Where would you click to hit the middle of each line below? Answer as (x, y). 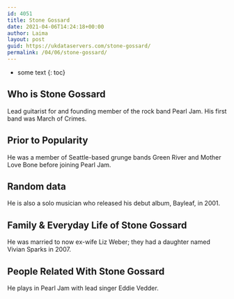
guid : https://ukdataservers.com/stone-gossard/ (79, 46)
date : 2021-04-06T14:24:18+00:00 (56, 26)
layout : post (26, 40)
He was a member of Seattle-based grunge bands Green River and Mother (114, 157)
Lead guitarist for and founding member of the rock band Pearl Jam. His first (117, 111)
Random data (37, 186)
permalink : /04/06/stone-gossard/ (57, 53)
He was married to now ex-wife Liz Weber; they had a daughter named (109, 242)
